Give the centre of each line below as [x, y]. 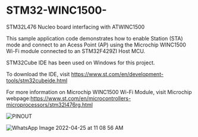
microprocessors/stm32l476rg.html [50, 104]
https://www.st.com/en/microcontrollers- [81, 98]
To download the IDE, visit [38, 74]
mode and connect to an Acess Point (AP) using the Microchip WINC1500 [96, 45]
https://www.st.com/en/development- [117, 74]
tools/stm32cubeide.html [37, 80]
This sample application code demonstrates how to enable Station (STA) [95, 38]
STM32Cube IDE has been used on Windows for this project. [81, 63]
